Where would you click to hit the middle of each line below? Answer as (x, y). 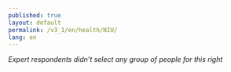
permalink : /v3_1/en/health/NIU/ (63, 30)
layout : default (35, 23)
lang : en (22, 37)
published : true (35, 15)
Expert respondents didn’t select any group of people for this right (115, 59)
